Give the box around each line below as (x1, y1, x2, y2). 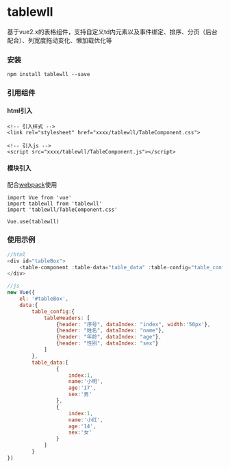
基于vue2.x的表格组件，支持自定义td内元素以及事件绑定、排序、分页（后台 (7, 27, 218, 36)
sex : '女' (68, 429, 92, 436)
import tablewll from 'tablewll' (7, 200, 103, 207)
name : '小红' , (68, 416, 104, 423)
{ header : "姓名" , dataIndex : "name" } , (55, 327, 165, 334)
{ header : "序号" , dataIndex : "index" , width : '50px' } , (55, 321, 211, 328)
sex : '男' (68, 391, 92, 398)
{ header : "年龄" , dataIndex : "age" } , (55, 334, 162, 341)
